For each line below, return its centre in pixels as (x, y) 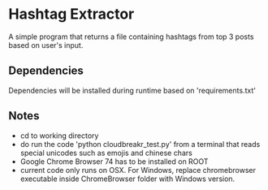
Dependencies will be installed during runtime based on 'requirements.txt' (132, 90)
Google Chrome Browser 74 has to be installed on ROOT (114, 161)
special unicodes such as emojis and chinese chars (106, 153)
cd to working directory (59, 136)
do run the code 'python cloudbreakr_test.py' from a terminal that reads (140, 144)
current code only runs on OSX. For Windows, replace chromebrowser (138, 170)
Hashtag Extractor (71, 14)
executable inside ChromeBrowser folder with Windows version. (128, 179)
